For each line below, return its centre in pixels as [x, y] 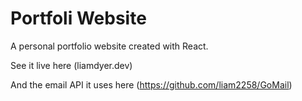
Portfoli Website [78, 18]
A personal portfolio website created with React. [109, 46]
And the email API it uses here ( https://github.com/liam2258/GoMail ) [151, 84]
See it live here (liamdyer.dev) [71, 65]
